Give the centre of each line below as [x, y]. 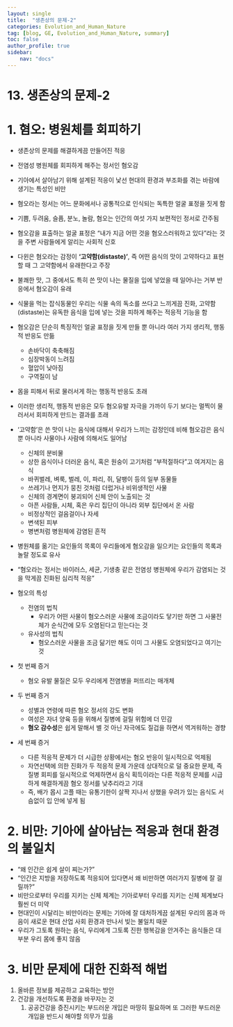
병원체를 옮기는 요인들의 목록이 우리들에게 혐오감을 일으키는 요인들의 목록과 [120, 546]
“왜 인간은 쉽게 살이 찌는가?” [56, 869]
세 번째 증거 [33, 742]
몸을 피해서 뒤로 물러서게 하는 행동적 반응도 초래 [82, 391]
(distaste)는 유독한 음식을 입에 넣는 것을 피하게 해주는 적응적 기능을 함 [112, 312]
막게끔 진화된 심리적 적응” [60, 578]
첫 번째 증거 [33, 665]
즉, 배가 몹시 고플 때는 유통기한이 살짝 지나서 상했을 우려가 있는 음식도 [122, 792]
